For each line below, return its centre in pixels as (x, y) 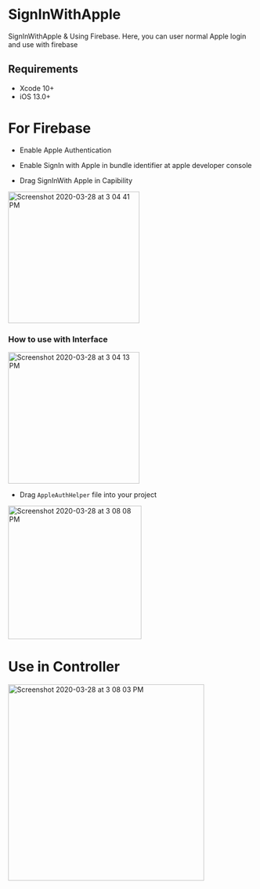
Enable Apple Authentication (65, 150)
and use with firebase (43, 44)
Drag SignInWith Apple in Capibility (76, 180)
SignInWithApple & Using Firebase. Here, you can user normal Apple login (127, 36)
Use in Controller (64, 667)
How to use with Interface (58, 339)
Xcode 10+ (37, 88)
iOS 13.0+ (35, 97)
